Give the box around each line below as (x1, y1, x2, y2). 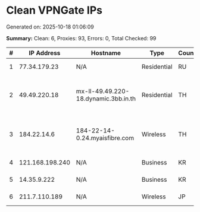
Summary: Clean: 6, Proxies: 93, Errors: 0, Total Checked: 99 (6, 34, 157, 42)
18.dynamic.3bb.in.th (76, 94, 136, 103)
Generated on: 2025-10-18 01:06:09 (6, 23, 94, 30)
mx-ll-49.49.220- (76, 87, 130, 95)
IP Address (29, 49, 61, 57)
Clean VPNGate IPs (6, 4, 103, 17)
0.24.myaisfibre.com (76, 134, 135, 142)
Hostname (90, 49, 121, 57)
